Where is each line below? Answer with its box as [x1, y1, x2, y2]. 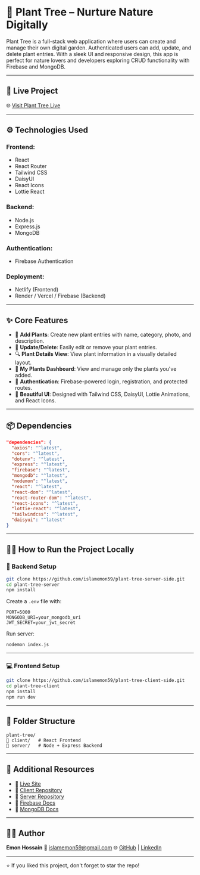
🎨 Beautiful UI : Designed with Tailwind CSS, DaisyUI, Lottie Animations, [14, 390, 190, 398]
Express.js [14, 223, 40, 230]
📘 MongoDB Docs [14, 805, 59, 812]
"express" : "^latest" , [11, 461, 68, 467]
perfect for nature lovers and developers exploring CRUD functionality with [6, 57, 190, 64]
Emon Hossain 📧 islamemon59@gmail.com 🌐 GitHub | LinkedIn [6, 844, 162, 851]
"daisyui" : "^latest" [11, 517, 65, 523]
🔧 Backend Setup [6, 563, 57, 571]
